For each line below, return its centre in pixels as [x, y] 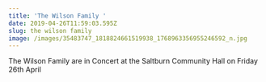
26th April [25, 70]
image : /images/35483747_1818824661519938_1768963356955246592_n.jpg [128, 38]
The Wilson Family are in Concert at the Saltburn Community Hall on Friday [133, 61]
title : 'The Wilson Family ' [57, 16]
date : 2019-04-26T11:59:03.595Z [63, 23]
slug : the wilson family [50, 31]
